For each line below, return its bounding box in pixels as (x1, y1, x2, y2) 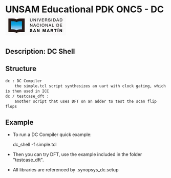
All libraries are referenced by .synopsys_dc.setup (12, 167, 119, 173)
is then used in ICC (5, 88, 50, 94)
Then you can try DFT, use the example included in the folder (12, 151, 142, 158)
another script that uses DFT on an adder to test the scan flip (14, 99, 157, 104)
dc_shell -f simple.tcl (12, 142, 57, 148)
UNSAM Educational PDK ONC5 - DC (5, 4, 164, 15)
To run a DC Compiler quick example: (12, 131, 92, 138)
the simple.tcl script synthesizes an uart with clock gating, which (14, 83, 166, 89)
